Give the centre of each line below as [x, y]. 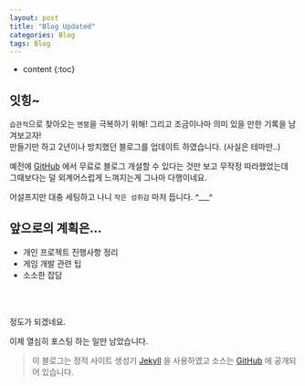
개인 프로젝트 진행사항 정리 [70, 252]
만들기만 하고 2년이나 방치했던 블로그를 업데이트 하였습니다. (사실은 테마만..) [145, 147]
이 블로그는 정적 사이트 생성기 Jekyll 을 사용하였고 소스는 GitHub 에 [152, 360]
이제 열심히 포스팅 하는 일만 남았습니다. [79, 341]
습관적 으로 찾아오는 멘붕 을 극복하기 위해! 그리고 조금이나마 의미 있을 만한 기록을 [148, 124]
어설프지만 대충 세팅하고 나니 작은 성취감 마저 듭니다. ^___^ [111, 197]
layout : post [34, 18]
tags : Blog [30, 43]
